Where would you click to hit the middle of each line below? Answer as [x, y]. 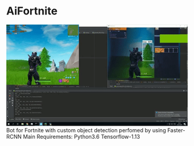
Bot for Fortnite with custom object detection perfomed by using [86, 130]
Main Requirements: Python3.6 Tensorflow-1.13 [82, 136]
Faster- [176, 130]
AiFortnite [32, 11]
